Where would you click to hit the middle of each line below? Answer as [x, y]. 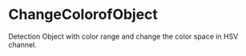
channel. [23, 44]
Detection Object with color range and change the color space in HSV [123, 36]
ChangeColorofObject [83, 15]
